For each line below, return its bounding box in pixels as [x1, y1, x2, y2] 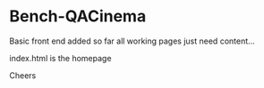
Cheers [9, 69, 37, 81]
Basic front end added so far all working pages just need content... [9, 36, 255, 46]
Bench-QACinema [9, 6, 147, 27]
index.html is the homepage [9, 52, 112, 63]
